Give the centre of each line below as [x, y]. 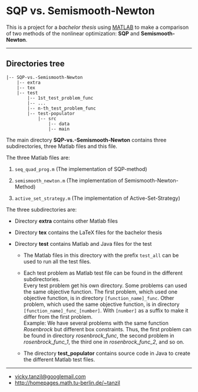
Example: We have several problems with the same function [96, 323]
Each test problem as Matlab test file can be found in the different [103, 273]
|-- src [47, 118]
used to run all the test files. [57, 261]
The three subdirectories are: [42, 209]
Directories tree [35, 64]
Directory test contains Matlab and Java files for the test [83, 243]
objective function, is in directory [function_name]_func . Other [99, 298]
